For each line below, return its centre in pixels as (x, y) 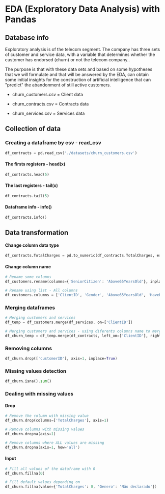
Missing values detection (36, 371)
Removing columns (29, 348)
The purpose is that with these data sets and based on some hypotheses (79, 69)
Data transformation (37, 233)
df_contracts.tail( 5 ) (27, 196)
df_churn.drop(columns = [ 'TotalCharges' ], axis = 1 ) (57, 420)
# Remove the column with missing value (47, 416)
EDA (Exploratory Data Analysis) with (82, 9)
